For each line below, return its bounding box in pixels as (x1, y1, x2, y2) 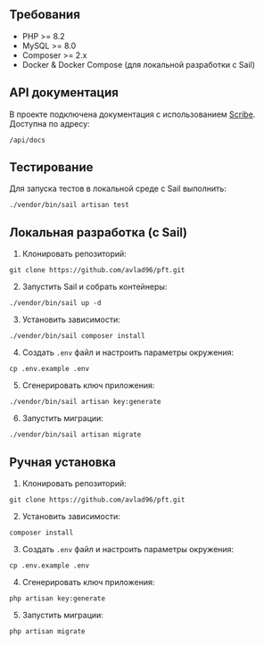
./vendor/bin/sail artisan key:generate (9, 397, 162, 407)
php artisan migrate (9, 627, 87, 636)
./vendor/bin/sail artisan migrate (9, 430, 142, 440)
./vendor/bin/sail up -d (9, 299, 102, 308)
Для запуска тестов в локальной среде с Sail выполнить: (9, 183, 227, 194)
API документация (9, 85, 119, 101)
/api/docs (9, 136, 46, 145)
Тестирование (9, 160, 94, 175)
